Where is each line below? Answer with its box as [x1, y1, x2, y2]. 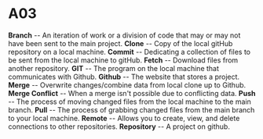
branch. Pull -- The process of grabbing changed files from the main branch [8, 105, 255, 114]
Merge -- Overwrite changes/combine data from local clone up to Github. [8, 80, 247, 90]
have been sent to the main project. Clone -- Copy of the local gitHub [8, 38, 233, 48]
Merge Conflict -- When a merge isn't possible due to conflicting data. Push [8, 88, 256, 98]
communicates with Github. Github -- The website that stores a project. [8, 72, 240, 81]
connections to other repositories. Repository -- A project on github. [8, 122, 230, 131]
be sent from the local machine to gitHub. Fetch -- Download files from [8, 55, 239, 65]
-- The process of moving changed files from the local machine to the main [8, 97, 251, 106]
